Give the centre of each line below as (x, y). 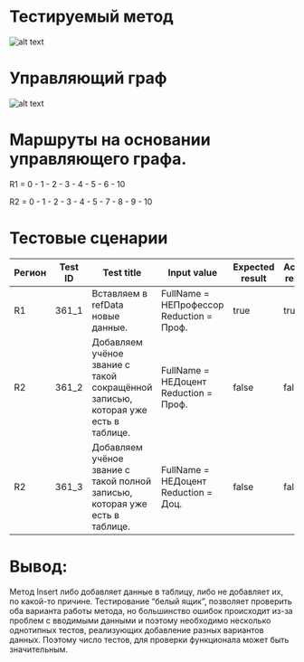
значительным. (39, 649)
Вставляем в (119, 293)
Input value (193, 272)
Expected (254, 267)
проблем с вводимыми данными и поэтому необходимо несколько (140, 620)
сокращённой (122, 387)
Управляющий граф (88, 78)
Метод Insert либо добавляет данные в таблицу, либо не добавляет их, (146, 591)
